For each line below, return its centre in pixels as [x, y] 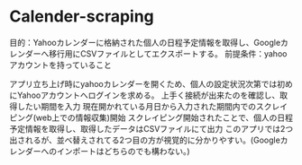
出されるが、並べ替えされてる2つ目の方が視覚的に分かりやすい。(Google [145, 140]
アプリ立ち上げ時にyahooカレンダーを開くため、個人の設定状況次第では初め [151, 83]
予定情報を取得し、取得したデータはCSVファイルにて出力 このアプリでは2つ [151, 128]
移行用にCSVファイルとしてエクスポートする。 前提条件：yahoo [168, 53]
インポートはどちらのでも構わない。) [124, 151]
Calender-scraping [82, 17]
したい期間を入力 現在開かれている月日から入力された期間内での [137, 106]
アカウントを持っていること [61, 65]
